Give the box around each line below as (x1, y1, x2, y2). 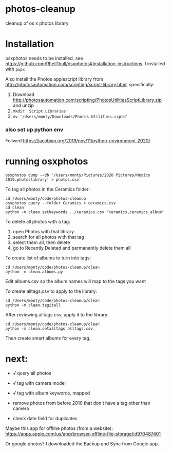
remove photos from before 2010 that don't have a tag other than (12, 400, 150, 406)
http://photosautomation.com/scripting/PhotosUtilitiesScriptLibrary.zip (12, 97, 162, 103)
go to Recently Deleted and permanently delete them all (12, 245, 131, 251)
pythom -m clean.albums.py (5, 269, 63, 275)
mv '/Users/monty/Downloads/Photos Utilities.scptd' (12, 114, 128, 119)
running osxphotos (5, 156, 88, 167)
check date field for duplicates (12, 416, 78, 422)
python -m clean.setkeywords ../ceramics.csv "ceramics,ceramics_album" (5, 210, 164, 215)
